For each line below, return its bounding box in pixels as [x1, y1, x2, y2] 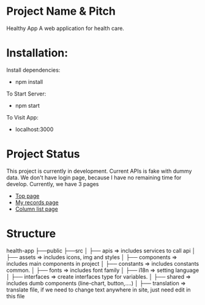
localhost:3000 [15, 126, 54, 133]
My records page [15, 198, 59, 206]
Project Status [6, 147, 81, 161]
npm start [15, 102, 40, 109]
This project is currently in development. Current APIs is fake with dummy [6, 167, 192, 175]
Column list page [15, 205, 58, 213]
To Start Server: [6, 90, 47, 97]
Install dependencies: [6, 66, 61, 73]
